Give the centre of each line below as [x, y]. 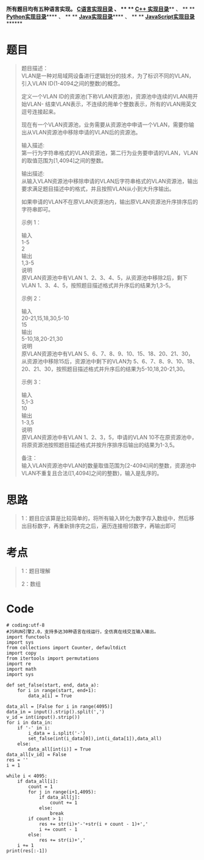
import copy [21, 653]
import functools [28, 637]
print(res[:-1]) [27, 851]
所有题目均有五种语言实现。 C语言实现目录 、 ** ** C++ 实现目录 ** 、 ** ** [100, 9]
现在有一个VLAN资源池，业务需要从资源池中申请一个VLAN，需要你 [105, 125]
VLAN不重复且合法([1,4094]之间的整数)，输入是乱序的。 [92, 473]
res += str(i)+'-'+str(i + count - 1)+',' [93, 824]
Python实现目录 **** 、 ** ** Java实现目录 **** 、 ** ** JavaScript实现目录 [100, 16]
